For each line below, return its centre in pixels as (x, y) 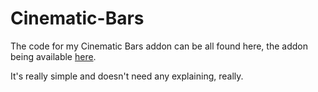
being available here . (53, 56)
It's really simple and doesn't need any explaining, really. (127, 76)
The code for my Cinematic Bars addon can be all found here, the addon (159, 46)
